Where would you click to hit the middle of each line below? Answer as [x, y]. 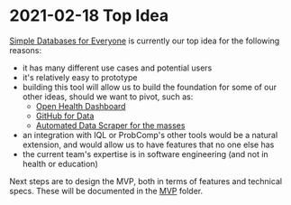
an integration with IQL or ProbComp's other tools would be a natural [150, 135]
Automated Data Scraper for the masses [110, 125]
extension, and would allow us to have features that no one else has [148, 144]
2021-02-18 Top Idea [89, 16]
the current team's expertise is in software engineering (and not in [145, 154]
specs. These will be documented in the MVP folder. [106, 191]
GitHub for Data [65, 116]
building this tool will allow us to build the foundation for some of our [150, 87]
